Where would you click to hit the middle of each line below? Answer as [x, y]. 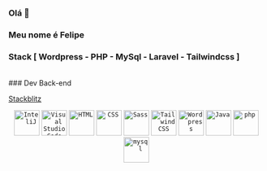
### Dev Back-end [40, 83]
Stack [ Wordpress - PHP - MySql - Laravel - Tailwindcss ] [124, 56]
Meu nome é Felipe [47, 34]
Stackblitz [25, 99]
